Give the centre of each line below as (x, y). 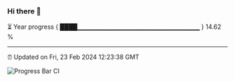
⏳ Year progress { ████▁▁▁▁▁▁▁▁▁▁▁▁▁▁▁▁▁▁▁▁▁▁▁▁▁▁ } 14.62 (114, 27)
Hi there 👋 (24, 11)
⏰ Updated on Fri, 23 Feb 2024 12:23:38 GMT (73, 57)
